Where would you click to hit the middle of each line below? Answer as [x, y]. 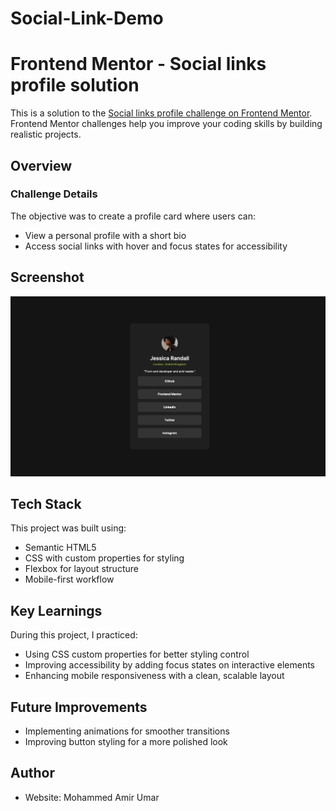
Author [32, 773]
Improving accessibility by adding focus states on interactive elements [170, 665]
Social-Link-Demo [87, 18]
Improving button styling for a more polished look [126, 741]
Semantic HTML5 [60, 548]
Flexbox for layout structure [81, 569]
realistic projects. [46, 134]
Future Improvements [79, 707]
